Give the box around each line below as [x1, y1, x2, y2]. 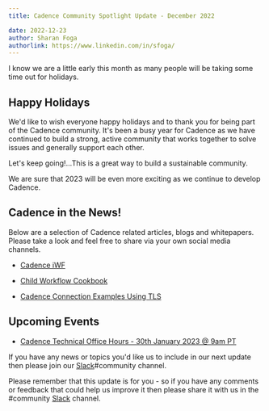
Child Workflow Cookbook [19, 275, 108, 285]
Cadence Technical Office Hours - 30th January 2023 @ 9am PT [19, 336, 237, 346]
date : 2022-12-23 [8, 26, 67, 35]
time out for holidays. [8, 72, 79, 82]
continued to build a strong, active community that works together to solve [8, 134, 257, 144]
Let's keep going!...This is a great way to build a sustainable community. [8, 158, 248, 168]
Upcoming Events [8, 315, 99, 329]
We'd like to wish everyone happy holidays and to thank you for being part [8, 117, 256, 127]
